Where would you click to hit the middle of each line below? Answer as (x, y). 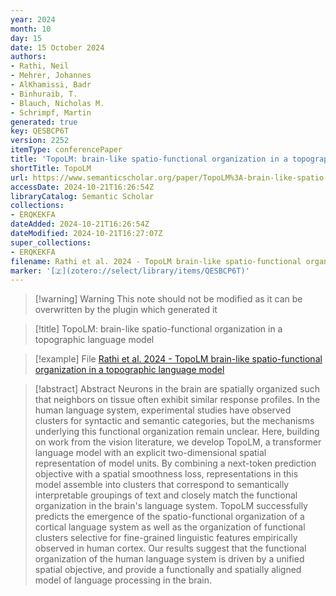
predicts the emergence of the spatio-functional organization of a (169, 517)
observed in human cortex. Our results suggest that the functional (170, 548)
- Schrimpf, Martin (51, 112)
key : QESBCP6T (40, 131)
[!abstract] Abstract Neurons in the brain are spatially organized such (177, 389)
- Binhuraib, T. (44, 94)
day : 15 (26, 38)
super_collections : (51, 242)
